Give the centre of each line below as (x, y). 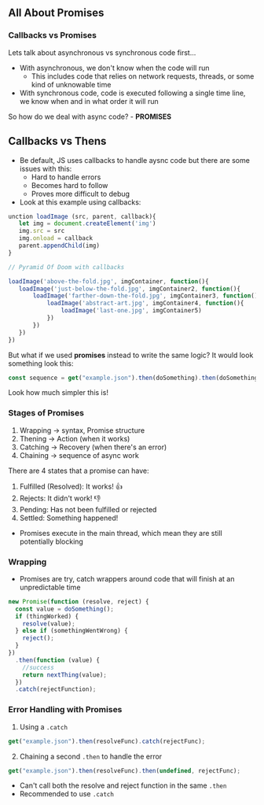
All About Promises (56, 13)
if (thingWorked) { (47, 616)
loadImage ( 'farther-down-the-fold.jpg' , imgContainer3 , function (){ (147, 296)
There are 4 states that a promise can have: (79, 471)
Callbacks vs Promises (52, 35)
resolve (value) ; (49, 624)
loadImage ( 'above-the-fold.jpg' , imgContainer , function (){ (109, 281)
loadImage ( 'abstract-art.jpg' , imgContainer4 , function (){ (145, 303)
